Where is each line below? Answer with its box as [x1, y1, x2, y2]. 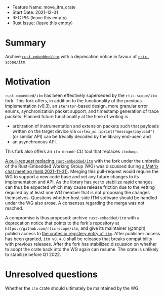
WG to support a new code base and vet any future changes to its [5, 173, 139, 179]
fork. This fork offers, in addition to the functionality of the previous [5, 97, 142, 103]
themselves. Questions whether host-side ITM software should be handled [5, 195, 157, 201]
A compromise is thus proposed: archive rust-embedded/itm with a [5, 214, 140, 220]
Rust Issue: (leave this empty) [12, 20, 73, 26]
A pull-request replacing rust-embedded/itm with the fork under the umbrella [5, 158, 160, 164]
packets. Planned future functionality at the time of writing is [5, 113, 128, 119]
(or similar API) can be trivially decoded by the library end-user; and [12, 133, 151, 139]
